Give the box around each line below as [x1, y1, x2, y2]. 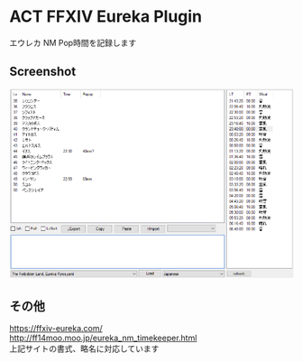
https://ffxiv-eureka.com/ [9, 323, 104, 334]
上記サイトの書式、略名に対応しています [9, 343, 160, 354]
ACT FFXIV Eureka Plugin [9, 6, 203, 27]
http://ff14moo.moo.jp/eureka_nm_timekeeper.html [9, 332, 197, 344]
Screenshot [9, 64, 77, 79]
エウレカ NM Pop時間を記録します [9, 37, 137, 48]
